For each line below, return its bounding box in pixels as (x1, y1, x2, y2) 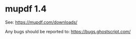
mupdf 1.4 (5, 3, 47, 14)
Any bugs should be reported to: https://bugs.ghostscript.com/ (5, 28, 131, 34)
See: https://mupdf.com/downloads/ (5, 19, 78, 25)
